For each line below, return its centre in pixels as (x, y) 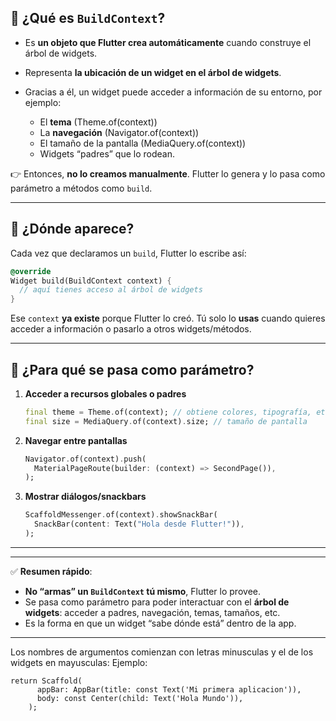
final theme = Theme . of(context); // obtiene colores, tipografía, (168, 412)
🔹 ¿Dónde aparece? (72, 229)
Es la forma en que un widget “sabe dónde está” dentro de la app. (160, 623)
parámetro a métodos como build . (81, 188)
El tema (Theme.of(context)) (98, 122)
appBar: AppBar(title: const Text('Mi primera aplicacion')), (169, 689)
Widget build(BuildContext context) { (91, 281)
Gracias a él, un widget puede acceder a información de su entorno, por (173, 92)
